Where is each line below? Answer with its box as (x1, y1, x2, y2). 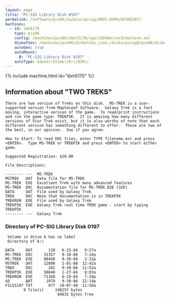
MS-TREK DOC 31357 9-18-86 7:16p (5, 252, 96, 258)
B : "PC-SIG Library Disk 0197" (18, 54, 85, 60)
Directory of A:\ (7, 239, 44, 244)
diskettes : (14, 40, 37, 45)
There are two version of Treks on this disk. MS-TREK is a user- (5, 101, 151, 106)
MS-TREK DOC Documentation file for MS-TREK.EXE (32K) (5, 185, 128, 190)
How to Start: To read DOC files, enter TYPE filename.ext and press (5, 136, 155, 141)
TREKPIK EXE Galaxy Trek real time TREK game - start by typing (5, 203, 148, 208)
